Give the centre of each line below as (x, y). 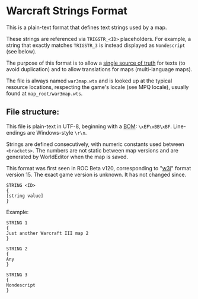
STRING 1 (17, 223)
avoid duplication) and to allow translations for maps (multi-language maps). (99, 69)
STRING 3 (17, 275)
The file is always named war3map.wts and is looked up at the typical (89, 81)
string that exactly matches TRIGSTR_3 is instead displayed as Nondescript (96, 45)
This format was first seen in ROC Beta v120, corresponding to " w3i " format (99, 168)
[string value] (25, 196)
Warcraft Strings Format (67, 11)
